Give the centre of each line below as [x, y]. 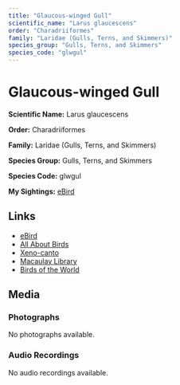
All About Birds [44, 244]
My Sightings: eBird [41, 191]
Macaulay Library [48, 261]
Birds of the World [49, 269]
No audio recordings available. [59, 372]
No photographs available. [51, 335]
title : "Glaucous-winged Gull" [60, 16]
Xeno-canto [39, 253]
